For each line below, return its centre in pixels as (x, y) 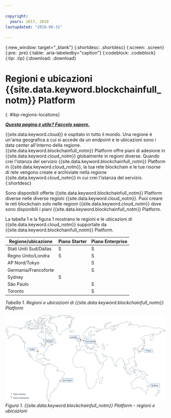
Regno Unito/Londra (28, 256)
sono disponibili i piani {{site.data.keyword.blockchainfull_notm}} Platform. (83, 210)
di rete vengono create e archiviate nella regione (56, 172)
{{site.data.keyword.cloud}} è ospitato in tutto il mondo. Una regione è (79, 135)
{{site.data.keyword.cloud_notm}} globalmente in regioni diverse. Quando (82, 156)
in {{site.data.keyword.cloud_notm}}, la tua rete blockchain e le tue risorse (83, 167)
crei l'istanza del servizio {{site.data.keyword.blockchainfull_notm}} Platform (85, 162)
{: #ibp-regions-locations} (33, 115)
